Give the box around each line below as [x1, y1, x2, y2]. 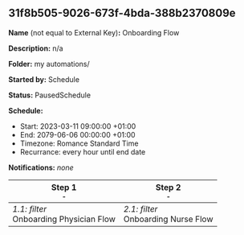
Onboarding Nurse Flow [123, 213, 213, 225]
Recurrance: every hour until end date [19, 146, 146, 156]
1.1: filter [12, 203, 47, 214]
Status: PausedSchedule [8, 90, 91, 100]
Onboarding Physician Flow [12, 213, 116, 225]
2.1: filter [123, 203, 158, 214]
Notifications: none [8, 163, 74, 172]
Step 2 [155, 181, 181, 192]
